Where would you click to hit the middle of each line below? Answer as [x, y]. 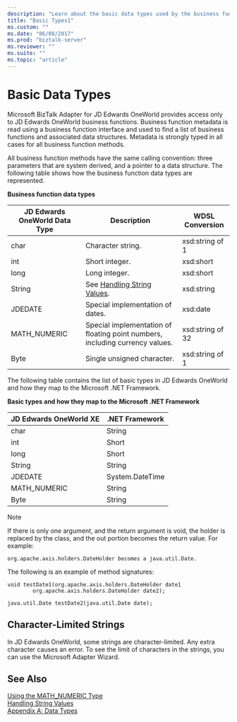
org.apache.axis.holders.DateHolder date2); [99, 591]
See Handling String [119, 284]
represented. [26, 180]
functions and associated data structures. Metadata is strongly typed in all [115, 137]
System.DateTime [135, 476]
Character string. [114, 246]
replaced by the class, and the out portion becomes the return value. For [113, 538]
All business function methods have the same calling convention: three [110, 158]
